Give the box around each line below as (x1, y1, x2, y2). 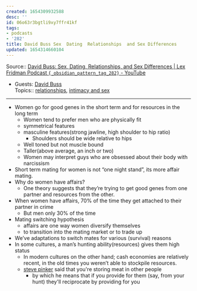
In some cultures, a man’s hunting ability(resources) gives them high (14, 241, 180, 248)
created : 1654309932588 (6, 8, 64, 15)
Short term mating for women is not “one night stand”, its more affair (14, 165, 180, 173)
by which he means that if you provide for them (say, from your (32, 272, 185, 279)
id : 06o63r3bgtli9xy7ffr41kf (6, 19, 77, 25)
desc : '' (6, 14, 28, 20)
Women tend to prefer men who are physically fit (23, 116, 142, 123)
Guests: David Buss (14, 80, 62, 87)
